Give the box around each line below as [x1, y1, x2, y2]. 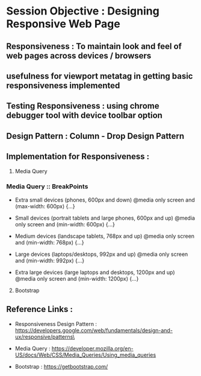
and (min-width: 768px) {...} [14, 238, 84, 246]
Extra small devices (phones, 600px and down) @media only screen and [14, 196, 195, 203]
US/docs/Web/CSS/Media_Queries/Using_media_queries [14, 351, 156, 358]
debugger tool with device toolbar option [6, 110, 162, 121]
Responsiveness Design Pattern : [14, 320, 97, 327]
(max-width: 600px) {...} [14, 202, 75, 209]
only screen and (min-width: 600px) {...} [14, 220, 116, 228]
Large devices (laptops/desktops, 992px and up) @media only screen [14, 250, 188, 258]
